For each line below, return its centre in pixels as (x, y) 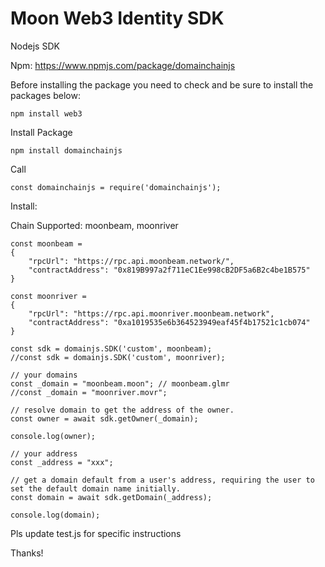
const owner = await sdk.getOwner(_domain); (104, 418)
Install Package (41, 132)
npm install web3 (46, 113)
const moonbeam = (46, 243)
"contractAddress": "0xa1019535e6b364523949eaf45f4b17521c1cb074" (169, 322)
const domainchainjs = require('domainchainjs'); (116, 187)
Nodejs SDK (35, 46)
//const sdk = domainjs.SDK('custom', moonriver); (118, 357)
